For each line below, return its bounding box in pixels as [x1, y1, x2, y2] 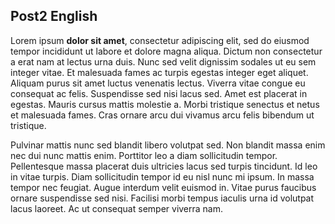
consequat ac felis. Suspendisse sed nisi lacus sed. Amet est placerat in [10, 87, 308, 99]
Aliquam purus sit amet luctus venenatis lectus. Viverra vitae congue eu [10, 77, 306, 89]
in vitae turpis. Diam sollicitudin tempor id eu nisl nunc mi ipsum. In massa [10, 170, 315, 183]
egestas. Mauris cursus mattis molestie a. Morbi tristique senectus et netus [10, 98, 320, 110]
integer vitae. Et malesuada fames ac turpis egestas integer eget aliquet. [10, 66, 309, 78]
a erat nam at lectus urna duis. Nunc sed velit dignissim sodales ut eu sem [10, 55, 317, 68]
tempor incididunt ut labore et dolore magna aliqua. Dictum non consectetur [10, 45, 323, 57]
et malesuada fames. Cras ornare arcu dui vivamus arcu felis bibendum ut [10, 109, 315, 121]
